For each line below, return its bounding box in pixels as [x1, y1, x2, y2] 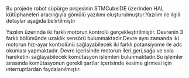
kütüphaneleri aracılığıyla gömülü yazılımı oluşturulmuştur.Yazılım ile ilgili [6, 11, 180, 18]
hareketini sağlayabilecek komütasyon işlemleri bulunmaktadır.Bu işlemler [6, 54, 183, 60]
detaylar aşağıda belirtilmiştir [6, 17, 76, 24]
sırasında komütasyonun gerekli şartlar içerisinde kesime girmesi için [6, 59, 172, 66]
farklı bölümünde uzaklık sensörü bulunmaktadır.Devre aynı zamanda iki [6, 35, 180, 41]
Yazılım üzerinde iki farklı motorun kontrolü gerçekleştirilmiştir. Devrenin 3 [6, 29, 183, 36]
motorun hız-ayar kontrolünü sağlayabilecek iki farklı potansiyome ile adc [6, 41, 183, 48]
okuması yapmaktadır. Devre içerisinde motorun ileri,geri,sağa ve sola [6, 47, 174, 54]
